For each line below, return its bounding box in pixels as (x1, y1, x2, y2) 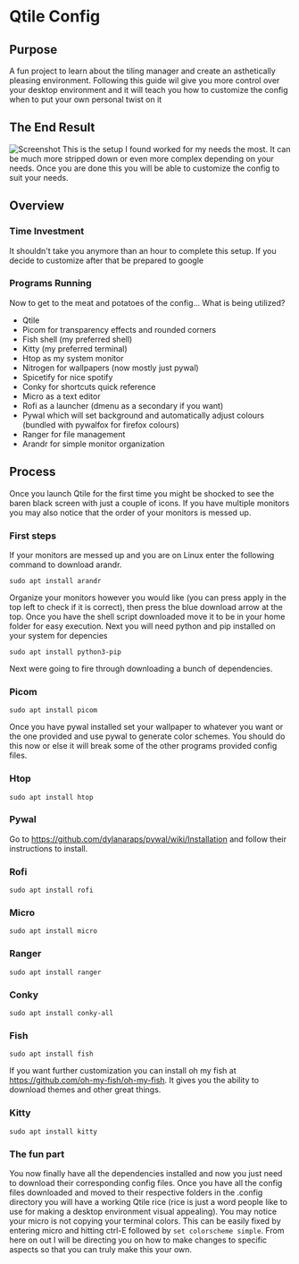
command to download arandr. (9, 559, 122, 570)
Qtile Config (9, 6, 101, 27)
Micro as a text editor (21, 391, 101, 402)
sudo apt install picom (9, 706, 98, 715)
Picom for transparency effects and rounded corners (21, 324, 217, 335)
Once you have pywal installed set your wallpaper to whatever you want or (9, 722, 284, 733)
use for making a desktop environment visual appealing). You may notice (9, 1206, 278, 1217)
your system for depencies (9, 630, 108, 640)
